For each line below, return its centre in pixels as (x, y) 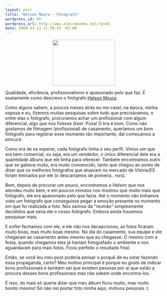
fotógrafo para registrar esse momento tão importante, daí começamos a (80, 134)
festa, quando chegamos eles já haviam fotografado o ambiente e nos (77, 243)
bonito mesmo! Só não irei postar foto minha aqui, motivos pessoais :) (77, 288)
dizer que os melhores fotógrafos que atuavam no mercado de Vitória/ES (80, 170)
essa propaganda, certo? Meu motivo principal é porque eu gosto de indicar (83, 263)
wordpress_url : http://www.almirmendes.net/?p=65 (58, 24)
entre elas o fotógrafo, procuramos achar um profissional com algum (76, 118)
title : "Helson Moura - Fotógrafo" (42, 14)
